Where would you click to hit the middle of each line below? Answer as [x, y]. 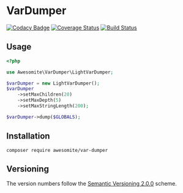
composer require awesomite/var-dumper [57, 150]
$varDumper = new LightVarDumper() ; [53, 83]
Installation [28, 136]
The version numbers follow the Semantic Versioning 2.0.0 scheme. [92, 184]
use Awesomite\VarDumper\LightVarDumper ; [60, 72]
